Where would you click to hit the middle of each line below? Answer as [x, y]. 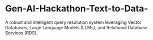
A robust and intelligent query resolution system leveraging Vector [73, 22]
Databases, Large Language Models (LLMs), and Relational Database [76, 27]
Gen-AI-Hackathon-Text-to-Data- [77, 9]
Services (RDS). [21, 33]
